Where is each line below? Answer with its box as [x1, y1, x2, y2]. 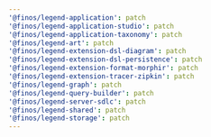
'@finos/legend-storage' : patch [8, 114, 130, 123]
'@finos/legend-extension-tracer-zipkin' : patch [8, 72, 195, 81]
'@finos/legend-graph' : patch [8, 80, 123, 89]
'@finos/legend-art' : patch [8, 38, 115, 48]
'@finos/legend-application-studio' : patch [8, 22, 175, 31]
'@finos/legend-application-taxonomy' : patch [8, 30, 182, 39]
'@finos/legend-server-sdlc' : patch [8, 96, 146, 106]
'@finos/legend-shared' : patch [8, 105, 126, 114]
